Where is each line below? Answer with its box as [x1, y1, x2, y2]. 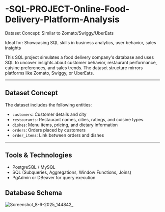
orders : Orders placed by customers [12, 127, 86, 133]
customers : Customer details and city [12, 111, 87, 117]
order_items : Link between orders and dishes [12, 132, 104, 138]
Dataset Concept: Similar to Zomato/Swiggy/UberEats [5, 30, 114, 36]
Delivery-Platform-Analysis [5, 14, 120, 25]
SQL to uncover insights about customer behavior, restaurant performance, [5, 59, 157, 65]
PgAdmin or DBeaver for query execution [12, 174, 96, 180]
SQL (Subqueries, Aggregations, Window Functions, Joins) [12, 169, 132, 175]
